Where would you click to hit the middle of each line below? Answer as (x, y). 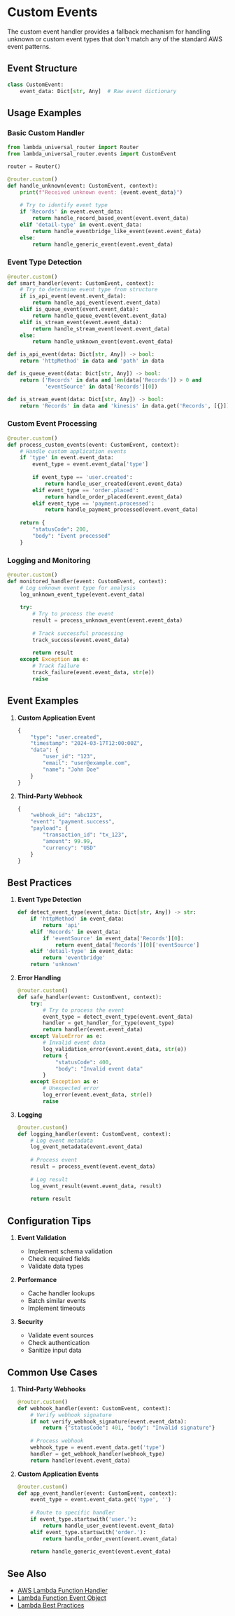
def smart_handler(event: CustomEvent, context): (81, 283)
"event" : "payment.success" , (73, 822)
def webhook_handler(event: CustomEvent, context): (94, 1408)
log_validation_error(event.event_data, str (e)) (115, 1049)
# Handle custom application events (73, 451)
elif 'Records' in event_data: (76, 932)
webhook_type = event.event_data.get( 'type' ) (98, 1448)
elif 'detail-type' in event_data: (82, 952)
